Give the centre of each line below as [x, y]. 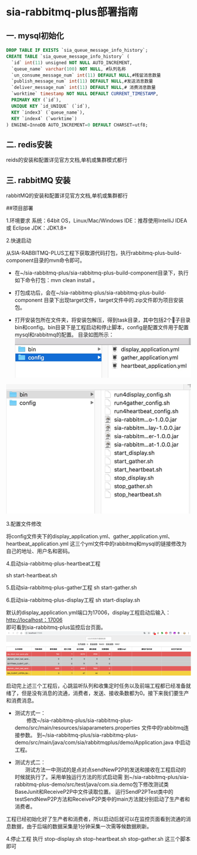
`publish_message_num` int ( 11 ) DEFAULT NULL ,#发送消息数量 [82, 81]
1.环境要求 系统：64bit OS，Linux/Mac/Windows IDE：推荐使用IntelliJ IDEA [97, 221]
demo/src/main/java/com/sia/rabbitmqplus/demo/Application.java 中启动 [102, 743]
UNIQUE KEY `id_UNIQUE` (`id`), [51, 106]
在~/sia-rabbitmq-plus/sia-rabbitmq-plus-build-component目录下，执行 [101, 273]
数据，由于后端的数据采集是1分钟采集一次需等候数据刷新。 [81, 826]
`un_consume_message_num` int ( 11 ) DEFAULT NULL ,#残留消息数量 [86, 75]
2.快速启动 [19, 240]
